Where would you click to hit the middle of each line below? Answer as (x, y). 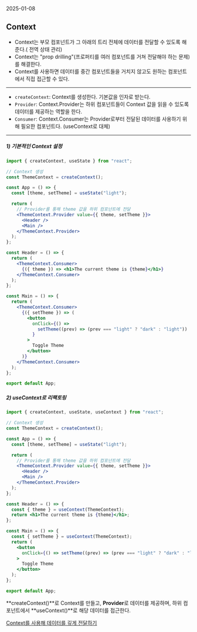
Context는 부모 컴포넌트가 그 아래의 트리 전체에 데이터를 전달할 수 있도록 (97, 42)
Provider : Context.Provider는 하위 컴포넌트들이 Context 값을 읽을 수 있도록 (102, 104)
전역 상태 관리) (46, 49)
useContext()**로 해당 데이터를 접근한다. (83, 610)
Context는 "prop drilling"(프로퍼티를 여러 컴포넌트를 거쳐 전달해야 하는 (96, 57)
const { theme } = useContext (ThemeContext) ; (68, 509)
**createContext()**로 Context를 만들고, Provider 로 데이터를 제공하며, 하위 (94, 603)
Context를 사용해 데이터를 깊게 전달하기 (52, 623)
